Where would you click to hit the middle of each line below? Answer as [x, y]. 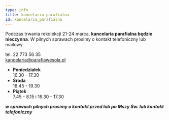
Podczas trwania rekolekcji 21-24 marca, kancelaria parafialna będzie [79, 34]
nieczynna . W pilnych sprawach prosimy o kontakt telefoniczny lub [76, 39]
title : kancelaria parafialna [37, 15]
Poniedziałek [27, 70]
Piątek [20, 92]
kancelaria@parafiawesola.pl [36, 60]
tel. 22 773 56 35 [23, 54]
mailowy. [14, 45]
